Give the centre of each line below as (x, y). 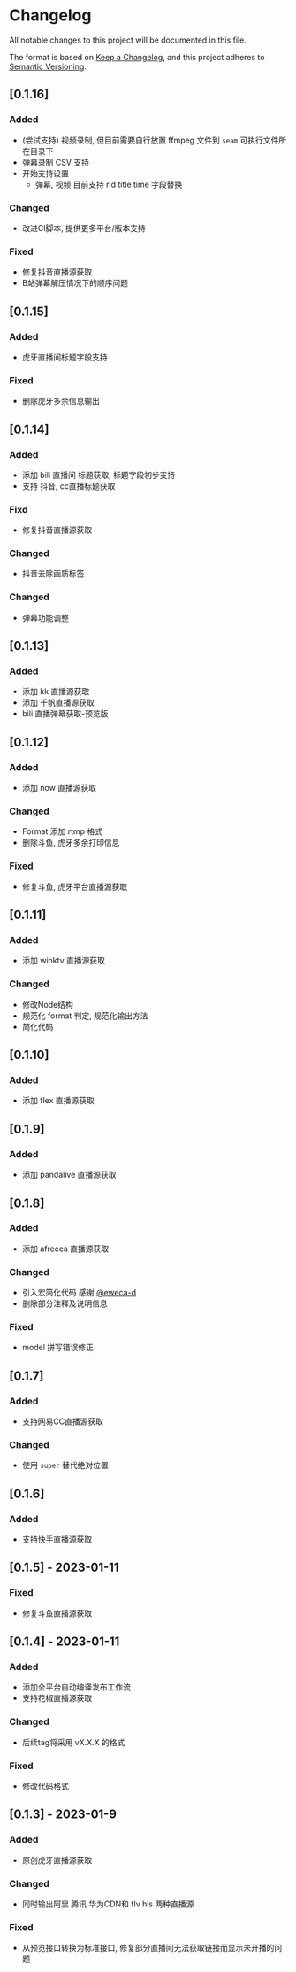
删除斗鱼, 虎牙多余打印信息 (71, 843)
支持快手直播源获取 (57, 1539)
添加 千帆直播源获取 (58, 703)
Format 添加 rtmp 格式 (62, 831)
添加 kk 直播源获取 (56, 692)
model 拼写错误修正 (58, 1348)
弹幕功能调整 (45, 617)
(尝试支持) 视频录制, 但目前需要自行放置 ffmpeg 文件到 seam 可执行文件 (150, 140)
